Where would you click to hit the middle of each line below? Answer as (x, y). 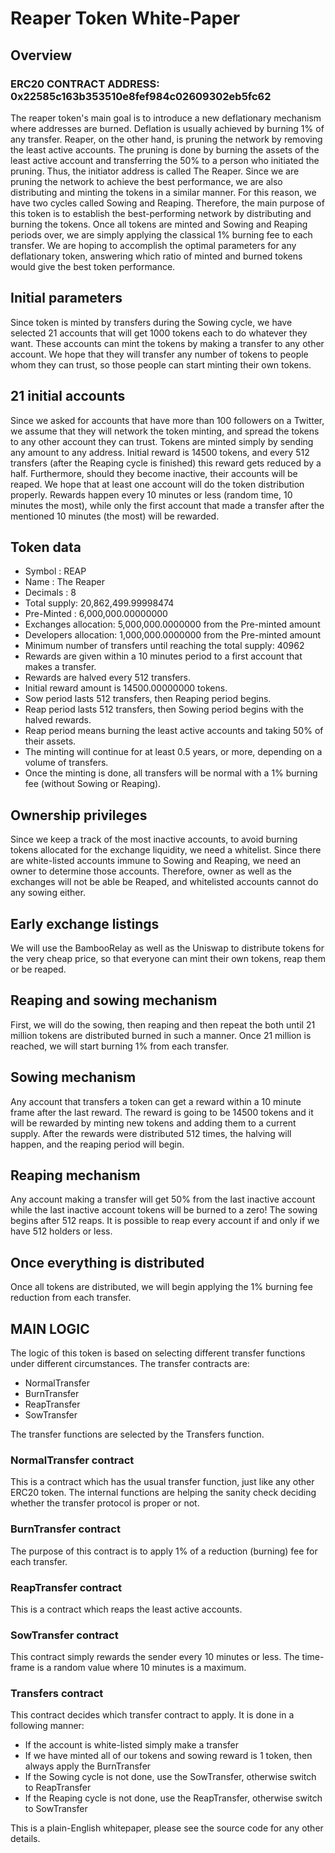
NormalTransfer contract (72, 1460)
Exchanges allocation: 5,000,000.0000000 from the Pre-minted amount (172, 624)
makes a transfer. (60, 667)
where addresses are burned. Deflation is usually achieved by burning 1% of (167, 128)
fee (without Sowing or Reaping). (93, 784)
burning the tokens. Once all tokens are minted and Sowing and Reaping (159, 224)
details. (25, 1839)
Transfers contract (57, 1694)
